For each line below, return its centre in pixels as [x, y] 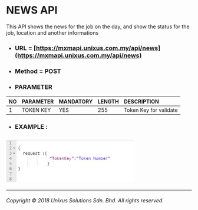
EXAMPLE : [31, 127]
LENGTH [108, 101]
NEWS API [32, 10]
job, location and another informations [52, 32]
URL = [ [25, 48]
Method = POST [38, 71]
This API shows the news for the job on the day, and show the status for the [98, 26]
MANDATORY [76, 101]
